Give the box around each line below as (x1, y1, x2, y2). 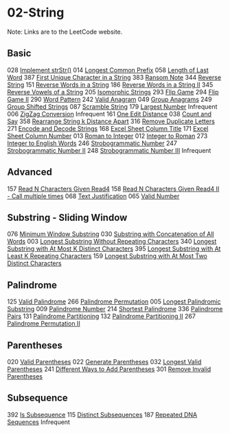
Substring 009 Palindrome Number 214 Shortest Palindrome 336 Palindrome (7, 305, 223, 313)
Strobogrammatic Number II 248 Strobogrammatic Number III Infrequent (7, 146, 211, 154)
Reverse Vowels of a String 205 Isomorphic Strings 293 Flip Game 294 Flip (7, 87, 219, 96)
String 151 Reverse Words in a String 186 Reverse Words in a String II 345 (7, 81, 214, 89)
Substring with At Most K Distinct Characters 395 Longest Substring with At (7, 244, 221, 253)
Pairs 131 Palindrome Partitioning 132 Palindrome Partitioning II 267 (7, 312, 196, 321)
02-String (7, 5, 65, 21)
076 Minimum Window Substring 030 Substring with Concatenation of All (7, 230, 214, 238)
